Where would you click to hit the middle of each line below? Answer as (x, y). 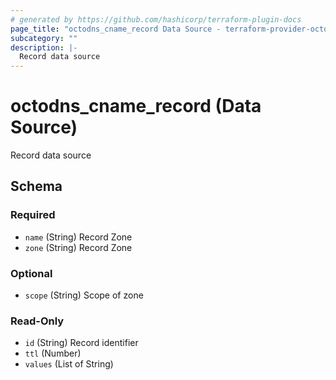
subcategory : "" (44, 38)
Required (33, 215)
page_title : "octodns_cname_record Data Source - (116, 29)
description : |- (44, 47)
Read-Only (37, 321)
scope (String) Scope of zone (84, 295)
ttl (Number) (53, 353)
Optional (31, 273)
